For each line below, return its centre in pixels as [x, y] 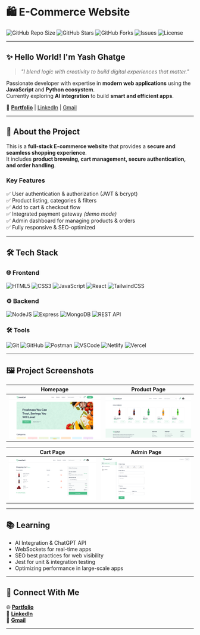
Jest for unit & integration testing [55, 562]
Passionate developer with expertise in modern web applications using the [99, 83]
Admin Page [146, 452]
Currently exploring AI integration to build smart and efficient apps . [90, 96]
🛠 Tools [18, 330]
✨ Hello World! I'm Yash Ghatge [66, 57]
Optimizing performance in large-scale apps [69, 568]
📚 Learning [28, 525]
